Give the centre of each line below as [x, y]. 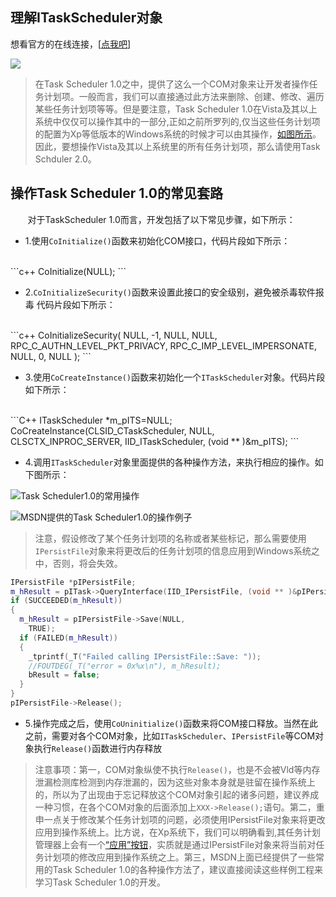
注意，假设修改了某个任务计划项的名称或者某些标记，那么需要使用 [170, 538]
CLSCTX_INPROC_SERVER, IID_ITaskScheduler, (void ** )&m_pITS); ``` [155, 441]
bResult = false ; [64, 675]
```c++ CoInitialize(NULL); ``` [68, 271]
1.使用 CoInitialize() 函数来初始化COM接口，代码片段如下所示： [157, 240]
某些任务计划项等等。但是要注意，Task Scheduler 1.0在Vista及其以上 [176, 109]
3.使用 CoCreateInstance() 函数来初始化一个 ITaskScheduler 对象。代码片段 [175, 377]
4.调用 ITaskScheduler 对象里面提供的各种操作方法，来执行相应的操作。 [169, 462]
